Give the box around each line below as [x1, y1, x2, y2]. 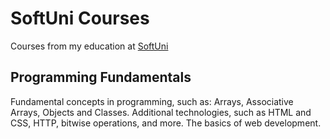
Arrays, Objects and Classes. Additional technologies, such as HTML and [10, 106, 312, 118]
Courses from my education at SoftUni [10, 40, 169, 52]
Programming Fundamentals [10, 69, 192, 86]
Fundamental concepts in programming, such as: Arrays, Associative [10, 95, 294, 107]
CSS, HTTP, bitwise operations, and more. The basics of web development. [10, 117, 322, 129]
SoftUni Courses [10, 7, 150, 30]
